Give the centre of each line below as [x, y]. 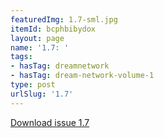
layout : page [37, 38]
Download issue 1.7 [50, 122]
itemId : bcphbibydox [53, 29]
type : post [33, 85]
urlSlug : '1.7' [42, 94]
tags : [21, 57]
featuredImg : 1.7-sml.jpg [64, 19]
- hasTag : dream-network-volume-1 [82, 76]
